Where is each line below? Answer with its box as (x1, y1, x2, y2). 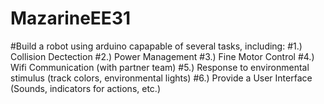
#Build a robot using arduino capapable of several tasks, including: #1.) (10, 40, 303, 52)
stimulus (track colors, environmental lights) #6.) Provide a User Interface (10, 72, 313, 84)
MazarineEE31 (10, 7, 132, 30)
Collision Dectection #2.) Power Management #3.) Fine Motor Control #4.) (10, 50, 315, 62)
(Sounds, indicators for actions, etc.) (10, 82, 161, 94)
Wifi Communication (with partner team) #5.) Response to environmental (10, 61, 310, 73)
